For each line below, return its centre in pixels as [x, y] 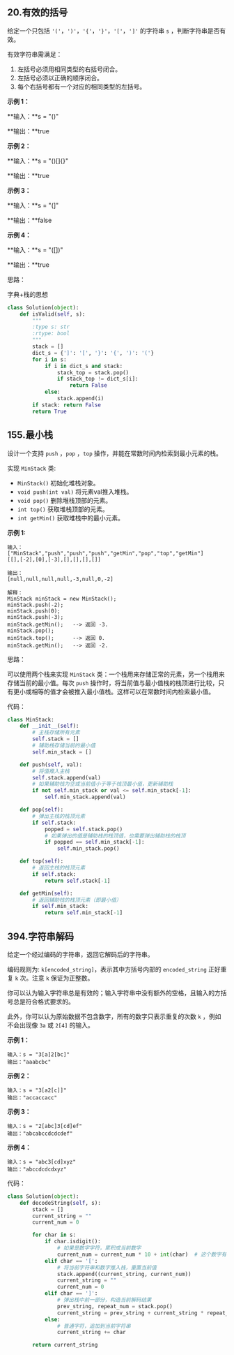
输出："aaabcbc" [29, 1062]
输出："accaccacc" [32, 1098]
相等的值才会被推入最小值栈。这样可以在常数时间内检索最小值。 [123, 691]
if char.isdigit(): [72, 1242]
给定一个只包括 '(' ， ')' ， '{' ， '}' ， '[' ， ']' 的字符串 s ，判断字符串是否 [114, 31]
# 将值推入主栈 [51, 771]
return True [50, 411]
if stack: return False [67, 405]
